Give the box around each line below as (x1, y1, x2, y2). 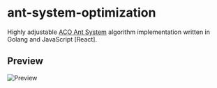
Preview (7, 55, 44, 67)
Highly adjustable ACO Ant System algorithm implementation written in (7, 28, 211, 36)
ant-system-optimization (7, 5, 156, 21)
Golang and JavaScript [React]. (7, 35, 98, 43)
